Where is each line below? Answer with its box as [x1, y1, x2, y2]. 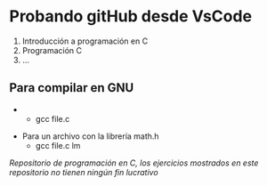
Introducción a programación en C [21, 36, 149, 46]
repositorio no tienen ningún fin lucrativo [9, 166, 158, 177]
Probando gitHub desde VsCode [9, 6, 252, 27]
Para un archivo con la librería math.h [21, 131, 159, 142]
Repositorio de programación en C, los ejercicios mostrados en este [9, 158, 259, 168]
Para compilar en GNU [9, 80, 134, 95]
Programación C [21, 44, 83, 55]
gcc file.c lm [35, 140, 81, 150]
